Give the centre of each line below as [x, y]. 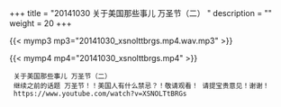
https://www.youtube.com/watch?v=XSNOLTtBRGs [100, 94]
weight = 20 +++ [41, 23]
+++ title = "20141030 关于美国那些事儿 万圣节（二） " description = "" [140, 13]
